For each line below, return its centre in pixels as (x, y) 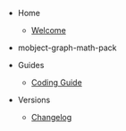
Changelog (51, 117)
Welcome (49, 30)
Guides (31, 65)
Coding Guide (56, 83)
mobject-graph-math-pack (67, 48)
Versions (34, 100)
